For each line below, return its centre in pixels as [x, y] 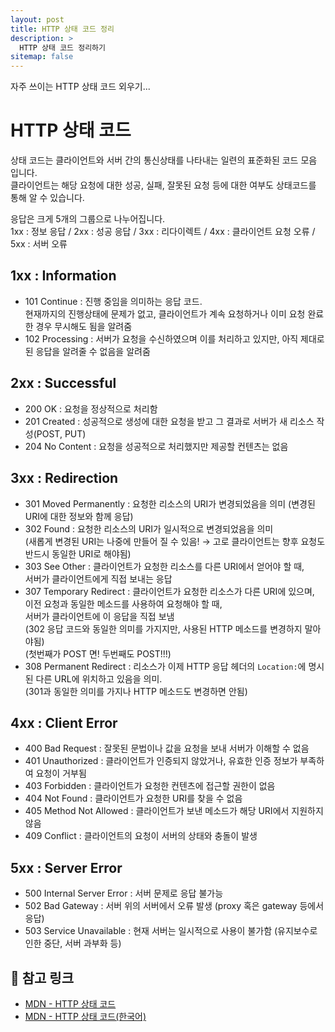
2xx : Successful [63, 383]
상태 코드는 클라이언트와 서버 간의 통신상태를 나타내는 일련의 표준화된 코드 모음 [164, 160]
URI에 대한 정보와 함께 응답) [79, 516]
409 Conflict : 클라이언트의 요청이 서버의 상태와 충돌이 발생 [141, 836]
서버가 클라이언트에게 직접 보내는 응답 [98, 578]
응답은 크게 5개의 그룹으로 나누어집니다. [88, 219]
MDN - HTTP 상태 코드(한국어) [85, 1016]
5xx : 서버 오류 [39, 244]
